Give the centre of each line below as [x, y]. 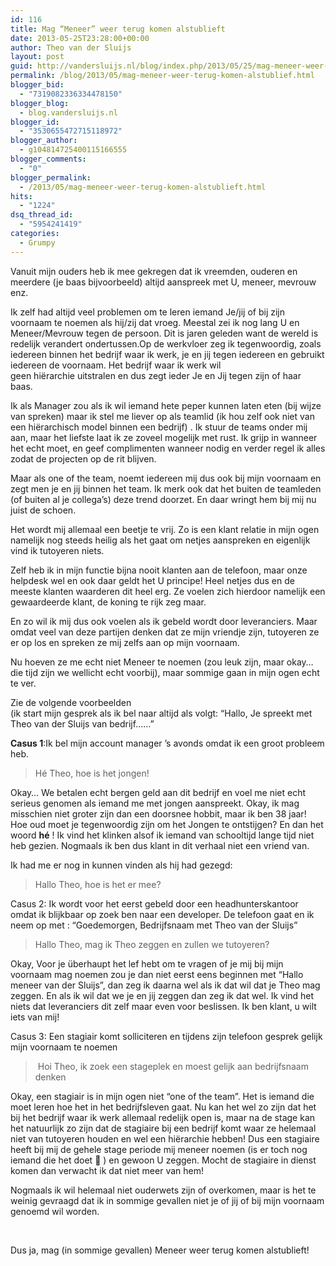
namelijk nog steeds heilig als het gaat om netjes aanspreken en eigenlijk [160, 540]
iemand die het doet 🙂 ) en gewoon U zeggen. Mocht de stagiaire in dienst [163, 1160]
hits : [21, 196]
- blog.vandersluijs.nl [68, 112]
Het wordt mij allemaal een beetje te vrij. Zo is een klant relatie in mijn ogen [165, 529]
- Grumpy [37, 242]
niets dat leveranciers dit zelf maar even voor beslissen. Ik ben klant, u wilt [163, 1006]
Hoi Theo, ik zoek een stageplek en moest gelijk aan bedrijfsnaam [173, 1066]
